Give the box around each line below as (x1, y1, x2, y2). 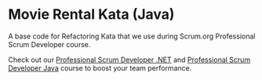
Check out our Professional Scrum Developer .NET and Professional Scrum (8, 55, 251, 64)
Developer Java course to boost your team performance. (8, 63, 192, 72)
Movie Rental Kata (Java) (8, 5, 175, 24)
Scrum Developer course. (8, 39, 91, 49)
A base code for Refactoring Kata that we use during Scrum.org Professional (8, 31, 256, 41)
